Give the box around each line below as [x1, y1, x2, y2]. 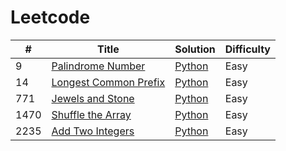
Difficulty [224, 42, 271, 56]
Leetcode [10, 6, 91, 29]
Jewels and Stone [51, 91, 135, 105]
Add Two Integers [51, 124, 135, 138]
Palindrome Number [51, 59, 146, 73]
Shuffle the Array [51, 107, 132, 121]
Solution [174, 42, 216, 56]
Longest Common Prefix [51, 75, 166, 89]
